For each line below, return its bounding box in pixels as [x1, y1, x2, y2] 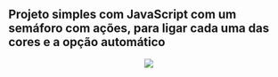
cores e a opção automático [8, 35, 166, 50]
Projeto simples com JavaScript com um [8, 7, 237, 22]
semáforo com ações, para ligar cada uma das [8, 21, 269, 36]
